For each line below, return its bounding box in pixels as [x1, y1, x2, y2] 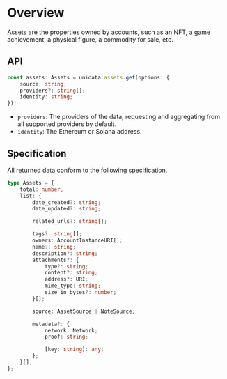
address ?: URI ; [44, 276, 89, 283]
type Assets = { [7, 179, 54, 186]
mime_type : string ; [44, 282, 101, 290]
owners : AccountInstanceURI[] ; [32, 237, 123, 245]
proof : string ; [44, 333, 89, 341]
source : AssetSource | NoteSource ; [32, 308, 136, 315]
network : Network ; [44, 327, 98, 334]
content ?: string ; [44, 270, 98, 277]
